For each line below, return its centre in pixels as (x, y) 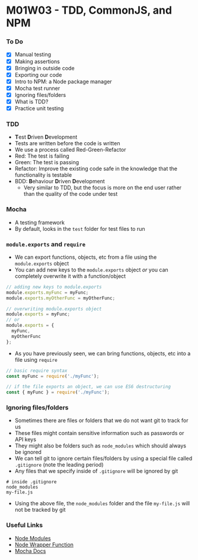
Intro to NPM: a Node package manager (63, 82)
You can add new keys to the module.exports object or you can (92, 270)
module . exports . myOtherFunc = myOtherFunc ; (61, 298)
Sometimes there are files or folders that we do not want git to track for (101, 421)
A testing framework (40, 222)
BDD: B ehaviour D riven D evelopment (60, 182)
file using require (36, 359)
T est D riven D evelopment (46, 137)
